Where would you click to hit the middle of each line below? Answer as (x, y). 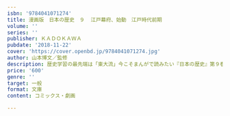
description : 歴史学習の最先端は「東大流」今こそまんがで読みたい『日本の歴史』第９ (114, 64)
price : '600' (26, 70)
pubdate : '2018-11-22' (39, 45)
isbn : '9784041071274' (39, 13)
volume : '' (23, 26)
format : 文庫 (25, 89)
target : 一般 (25, 83)
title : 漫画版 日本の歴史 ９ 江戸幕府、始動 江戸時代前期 (85, 20)
